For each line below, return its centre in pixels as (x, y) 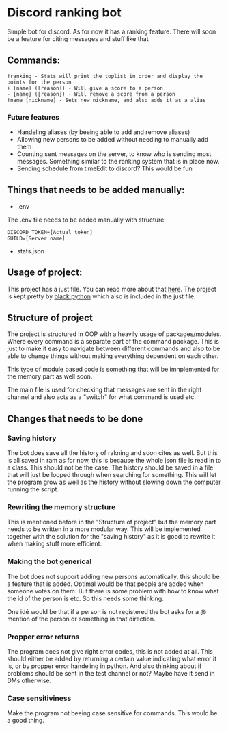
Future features (33, 117)
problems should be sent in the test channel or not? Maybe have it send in (111, 674)
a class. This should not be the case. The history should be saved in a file (110, 467)
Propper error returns (43, 637)
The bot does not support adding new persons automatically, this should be (113, 576)
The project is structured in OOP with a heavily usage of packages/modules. (114, 334)
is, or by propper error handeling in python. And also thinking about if (104, 666)
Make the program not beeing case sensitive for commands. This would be (112, 713)
